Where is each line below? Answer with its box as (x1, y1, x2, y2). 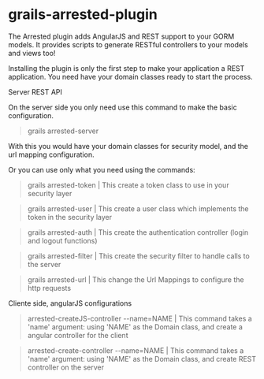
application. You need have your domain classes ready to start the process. (8, 72, 254, 81)
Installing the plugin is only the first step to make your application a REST (8, 63, 245, 72)
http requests (27, 283, 72, 292)
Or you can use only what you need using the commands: (8, 165, 195, 174)
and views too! (8, 48, 56, 58)
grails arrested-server (27, 126, 99, 136)
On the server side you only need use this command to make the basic (8, 102, 238, 112)
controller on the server (27, 362, 105, 372)
